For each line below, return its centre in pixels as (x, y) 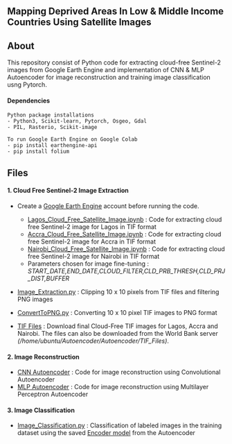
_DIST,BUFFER (48, 278)
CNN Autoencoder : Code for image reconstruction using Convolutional (119, 372)
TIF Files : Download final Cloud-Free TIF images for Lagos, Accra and (117, 326)
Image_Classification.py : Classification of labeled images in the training (119, 425)
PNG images (35, 299)
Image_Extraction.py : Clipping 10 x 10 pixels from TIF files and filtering (118, 292)
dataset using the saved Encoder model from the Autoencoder (106, 433)
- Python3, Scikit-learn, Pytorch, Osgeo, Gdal (77, 121)
